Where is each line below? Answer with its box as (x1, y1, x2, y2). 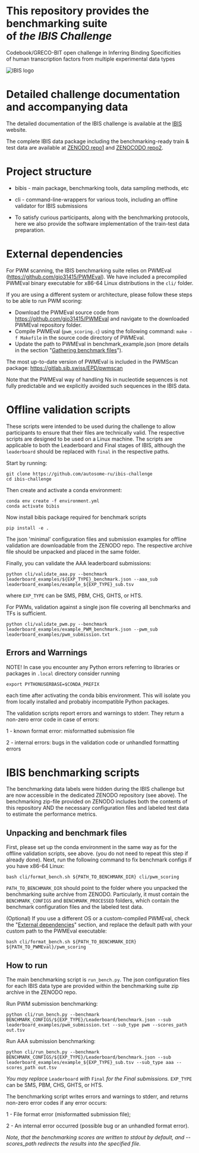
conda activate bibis (6, 503, 60, 509)
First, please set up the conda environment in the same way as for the (6, 844, 177, 851)
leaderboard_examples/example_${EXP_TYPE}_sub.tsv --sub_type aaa (6, 1060, 174, 1066)
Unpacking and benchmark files (6, 828, 127, 838)
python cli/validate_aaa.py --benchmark (6, 571, 108, 577)
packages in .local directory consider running (6, 670, 120, 677)
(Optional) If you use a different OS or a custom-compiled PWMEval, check (6, 915, 190, 922)
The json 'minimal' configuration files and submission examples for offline (6, 536, 187, 543)
